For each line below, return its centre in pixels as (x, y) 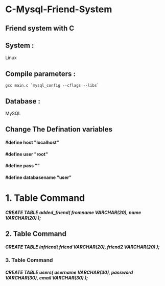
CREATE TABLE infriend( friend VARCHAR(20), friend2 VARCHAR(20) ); (82, 247)
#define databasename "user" (38, 177)
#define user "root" (27, 154)
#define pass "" (22, 166)
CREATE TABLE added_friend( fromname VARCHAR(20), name (73, 212)
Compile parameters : (40, 74)
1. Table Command (45, 198)
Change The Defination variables (59, 129)
